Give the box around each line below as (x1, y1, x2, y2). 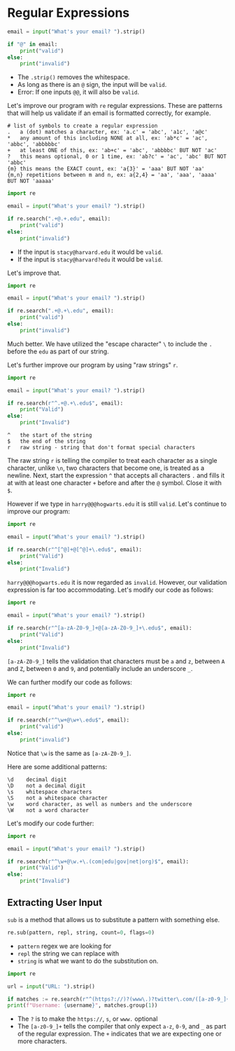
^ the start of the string (7, 432, 92, 439)
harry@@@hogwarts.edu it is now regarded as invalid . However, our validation (7, 578, 227, 587)
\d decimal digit (7, 776, 68, 783)
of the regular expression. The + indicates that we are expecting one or (17, 1029, 222, 1038)
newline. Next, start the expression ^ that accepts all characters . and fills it (7, 471, 225, 480)
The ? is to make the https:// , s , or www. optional (17, 1015, 158, 1023)
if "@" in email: (7, 41, 58, 48)
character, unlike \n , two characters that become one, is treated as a (7, 464, 205, 473)
